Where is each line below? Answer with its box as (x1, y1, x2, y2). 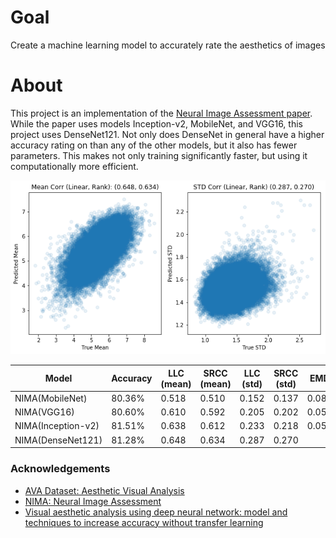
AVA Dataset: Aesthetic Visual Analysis (24, 484, 185, 496)
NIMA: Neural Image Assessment (24, 495, 162, 507)
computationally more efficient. (10, 160, 139, 172)
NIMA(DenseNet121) (14, 434, 103, 446)
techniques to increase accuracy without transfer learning (24, 516, 264, 528)
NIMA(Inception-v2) (14, 420, 100, 432)
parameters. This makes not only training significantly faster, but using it (10, 149, 308, 161)
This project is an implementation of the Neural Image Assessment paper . (10, 107, 313, 119)
